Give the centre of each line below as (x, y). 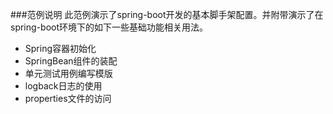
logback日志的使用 (63, 86)
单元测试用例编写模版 (68, 73)
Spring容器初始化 (60, 48)
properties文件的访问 (68, 98)
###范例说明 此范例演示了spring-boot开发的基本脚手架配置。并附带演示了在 (167, 14)
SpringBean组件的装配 (71, 61)
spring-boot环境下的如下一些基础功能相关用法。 (109, 27)
